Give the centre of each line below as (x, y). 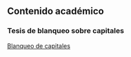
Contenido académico (56, 11)
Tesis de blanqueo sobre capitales (65, 31)
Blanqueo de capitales (39, 46)
